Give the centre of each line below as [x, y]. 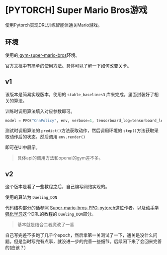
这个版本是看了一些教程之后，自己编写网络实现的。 [57, 187]
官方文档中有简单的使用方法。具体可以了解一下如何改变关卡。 [68, 66]
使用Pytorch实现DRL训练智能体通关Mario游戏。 [54, 25]
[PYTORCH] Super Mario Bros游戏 [76, 10]
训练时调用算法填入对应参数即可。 [40, 111]
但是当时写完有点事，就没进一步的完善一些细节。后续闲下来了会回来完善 [88, 242]
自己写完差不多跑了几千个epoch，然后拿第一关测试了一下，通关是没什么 [79, 235]
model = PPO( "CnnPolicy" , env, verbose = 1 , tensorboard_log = [69, 121]
